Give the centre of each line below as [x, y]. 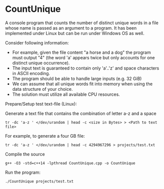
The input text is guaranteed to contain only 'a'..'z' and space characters [85, 68]
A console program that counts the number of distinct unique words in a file [82, 23]
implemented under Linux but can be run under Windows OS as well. [75, 33]
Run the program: [23, 172]
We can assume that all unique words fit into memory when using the [82, 84]
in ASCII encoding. [31, 73]
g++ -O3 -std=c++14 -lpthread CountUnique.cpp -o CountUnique [70, 163]
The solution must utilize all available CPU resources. [66, 94]
